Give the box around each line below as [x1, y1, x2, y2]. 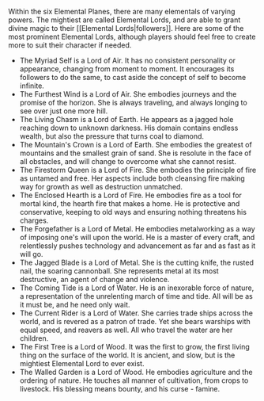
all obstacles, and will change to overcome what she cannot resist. [19, 157, 237, 166]
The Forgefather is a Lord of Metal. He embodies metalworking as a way [19, 224, 255, 233]
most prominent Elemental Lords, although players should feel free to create [8, 32, 256, 41]
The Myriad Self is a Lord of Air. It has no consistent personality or [19, 55, 236, 65]
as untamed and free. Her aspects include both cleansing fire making [19, 174, 245, 183]
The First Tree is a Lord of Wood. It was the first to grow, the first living [19, 342, 251, 351]
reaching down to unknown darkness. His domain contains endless [19, 123, 239, 132]
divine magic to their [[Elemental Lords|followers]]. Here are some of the [8, 24, 244, 32]
